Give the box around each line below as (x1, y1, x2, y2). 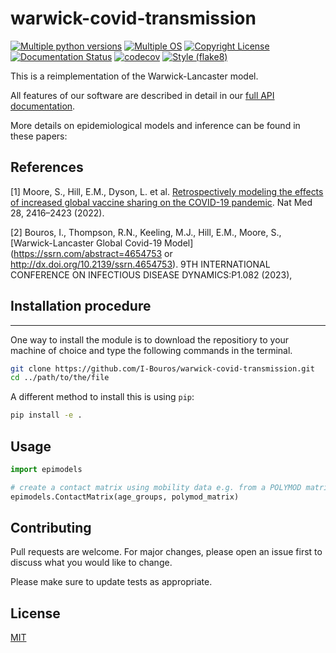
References (10, 159, 84, 176)
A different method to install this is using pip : (10, 391, 195, 403)
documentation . (10, 100, 76, 112)
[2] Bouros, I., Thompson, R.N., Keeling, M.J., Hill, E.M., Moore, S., (10, 226, 282, 238)
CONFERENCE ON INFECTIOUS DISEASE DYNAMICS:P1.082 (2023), (10, 268, 293, 281)
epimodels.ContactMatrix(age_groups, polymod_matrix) (10, 492, 240, 502)
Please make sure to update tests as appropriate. (10, 576, 213, 588)
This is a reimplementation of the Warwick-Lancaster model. (10, 70, 259, 82)
